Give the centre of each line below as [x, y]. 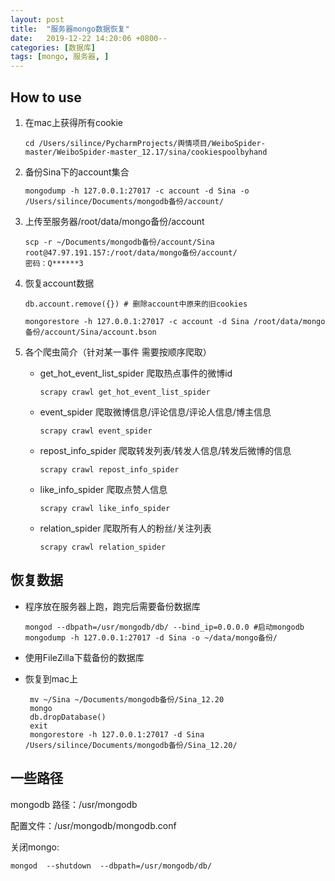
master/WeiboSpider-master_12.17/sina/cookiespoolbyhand [146, 152]
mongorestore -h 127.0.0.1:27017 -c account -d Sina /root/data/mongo [175, 321]
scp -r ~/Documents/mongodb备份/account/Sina [119, 242]
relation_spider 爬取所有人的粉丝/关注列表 [125, 528]
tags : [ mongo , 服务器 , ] [60, 57]
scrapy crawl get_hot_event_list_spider [125, 392]
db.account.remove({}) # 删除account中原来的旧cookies [136, 304]
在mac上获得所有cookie [73, 122]
